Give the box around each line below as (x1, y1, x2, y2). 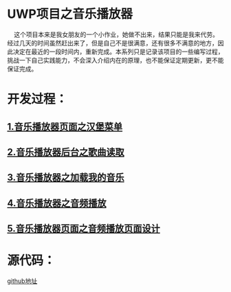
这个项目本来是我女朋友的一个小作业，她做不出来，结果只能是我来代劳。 (13, 30, 219, 38)
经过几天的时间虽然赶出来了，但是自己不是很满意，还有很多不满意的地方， (7, 38, 218, 47)
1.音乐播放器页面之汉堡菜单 (7, 121, 123, 133)
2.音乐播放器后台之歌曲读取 (7, 146, 125, 158)
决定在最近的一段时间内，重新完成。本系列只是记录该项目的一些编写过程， (12, 47, 224, 56)
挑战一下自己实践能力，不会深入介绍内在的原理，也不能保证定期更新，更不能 (7, 56, 224, 64)
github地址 (7, 277, 38, 285)
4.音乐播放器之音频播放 (7, 197, 107, 209)
